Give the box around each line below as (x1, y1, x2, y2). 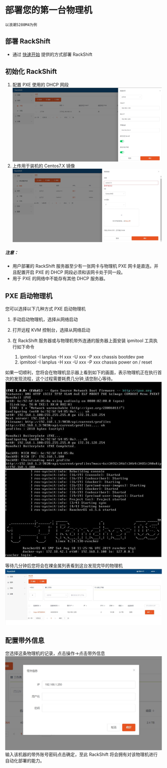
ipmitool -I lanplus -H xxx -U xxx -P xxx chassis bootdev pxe (19, 354, 144, 360)
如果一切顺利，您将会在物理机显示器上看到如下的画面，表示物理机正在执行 (5, 370, 158, 376)
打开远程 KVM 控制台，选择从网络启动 (12, 327, 90, 333)
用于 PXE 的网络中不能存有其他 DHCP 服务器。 (12, 276, 108, 282)
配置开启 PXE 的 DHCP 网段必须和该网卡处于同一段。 (16, 269, 126, 275)
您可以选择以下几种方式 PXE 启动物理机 (5, 306, 86, 312)
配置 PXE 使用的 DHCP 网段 (12, 81, 69, 87)
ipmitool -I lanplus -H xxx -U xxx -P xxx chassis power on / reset (19, 359, 153, 365)
